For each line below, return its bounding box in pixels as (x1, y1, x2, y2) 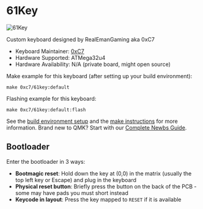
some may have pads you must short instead (15, 189, 128, 196)
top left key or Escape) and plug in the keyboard (15, 176, 136, 183)
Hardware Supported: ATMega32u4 (15, 54, 106, 61)
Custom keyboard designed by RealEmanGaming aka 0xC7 (6, 35, 155, 43)
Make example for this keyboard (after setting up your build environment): (6, 72, 193, 79)
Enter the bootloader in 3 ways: (6, 158, 86, 165)
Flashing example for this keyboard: (6, 95, 97, 102)
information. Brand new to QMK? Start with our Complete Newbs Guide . (6, 123, 187, 131)
